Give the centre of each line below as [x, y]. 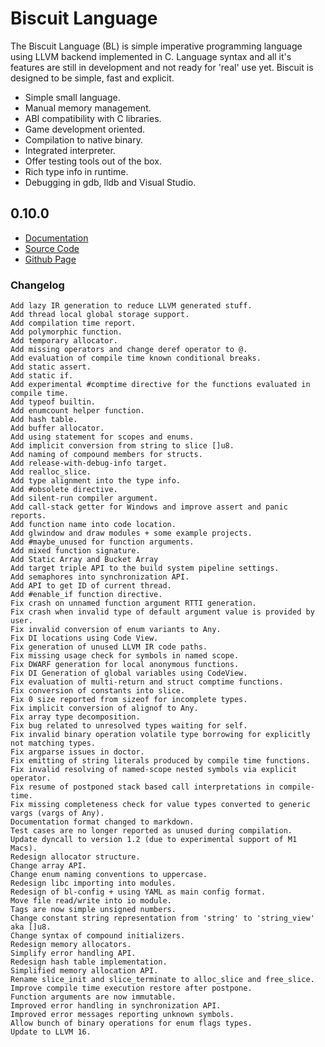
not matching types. [53, 743]
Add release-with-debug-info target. [89, 463]
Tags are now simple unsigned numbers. [93, 910]
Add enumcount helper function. [77, 411]
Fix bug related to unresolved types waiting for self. [129, 726]
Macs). [24, 848]
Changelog [37, 285]
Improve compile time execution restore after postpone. [131, 988]
